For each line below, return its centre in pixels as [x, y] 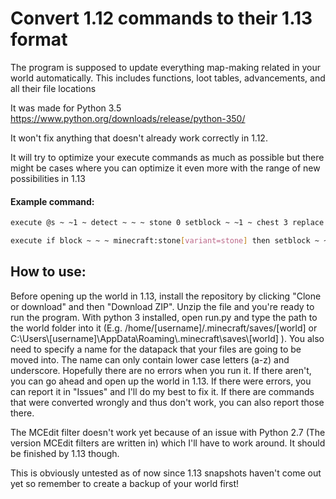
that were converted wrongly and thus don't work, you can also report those [167, 402]
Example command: [52, 201]
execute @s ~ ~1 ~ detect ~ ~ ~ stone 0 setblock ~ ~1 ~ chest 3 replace [167, 223]
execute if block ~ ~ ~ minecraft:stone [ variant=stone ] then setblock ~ [165, 241]
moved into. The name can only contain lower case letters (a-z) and [150, 359]
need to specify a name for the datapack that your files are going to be [156, 349]
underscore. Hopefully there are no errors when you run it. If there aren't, [161, 370]
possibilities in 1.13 [48, 178]
